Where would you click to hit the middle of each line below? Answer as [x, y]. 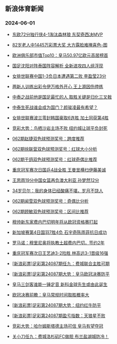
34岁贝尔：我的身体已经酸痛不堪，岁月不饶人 [58, 191]
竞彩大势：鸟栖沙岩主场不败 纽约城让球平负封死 [60, 128]
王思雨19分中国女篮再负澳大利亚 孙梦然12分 [56, 180]
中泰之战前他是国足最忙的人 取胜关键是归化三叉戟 [62, 97]
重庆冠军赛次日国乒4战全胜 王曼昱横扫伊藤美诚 [59, 170]
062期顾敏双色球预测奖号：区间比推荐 [50, 211]
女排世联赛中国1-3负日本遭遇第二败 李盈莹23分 [59, 76]
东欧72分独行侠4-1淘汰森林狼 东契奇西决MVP [58, 34]
